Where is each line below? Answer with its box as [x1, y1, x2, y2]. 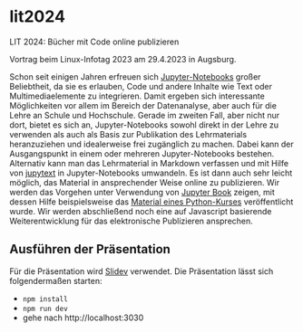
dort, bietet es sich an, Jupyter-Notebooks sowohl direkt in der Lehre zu [9, 119, 279, 130]
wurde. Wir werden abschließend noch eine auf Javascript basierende [9, 205, 272, 216]
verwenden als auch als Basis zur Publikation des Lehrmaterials [9, 128, 248, 139]
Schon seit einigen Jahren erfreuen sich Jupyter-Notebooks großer [9, 71, 261, 82]
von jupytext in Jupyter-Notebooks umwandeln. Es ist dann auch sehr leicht [9, 167, 293, 178]
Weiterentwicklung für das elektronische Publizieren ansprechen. [9, 215, 254, 226]
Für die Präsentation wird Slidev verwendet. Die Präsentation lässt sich [9, 265, 274, 277]
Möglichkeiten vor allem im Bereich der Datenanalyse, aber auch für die [9, 100, 277, 110]
